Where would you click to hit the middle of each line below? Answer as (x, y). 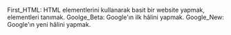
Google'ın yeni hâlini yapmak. (49, 24)
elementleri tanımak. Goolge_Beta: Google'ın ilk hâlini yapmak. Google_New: (116, 17)
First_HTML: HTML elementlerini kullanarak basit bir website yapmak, (106, 10)
